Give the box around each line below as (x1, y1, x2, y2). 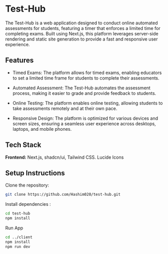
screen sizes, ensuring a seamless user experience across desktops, (12, 120, 156, 127)
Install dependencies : (5, 201, 51, 207)
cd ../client (5, 235, 33, 240)
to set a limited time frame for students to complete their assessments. (12, 75, 160, 81)
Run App (5, 225, 24, 231)
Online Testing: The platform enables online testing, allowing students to (12, 100, 163, 106)
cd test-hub (5, 211, 30, 216)
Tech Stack (5, 140, 41, 150)
